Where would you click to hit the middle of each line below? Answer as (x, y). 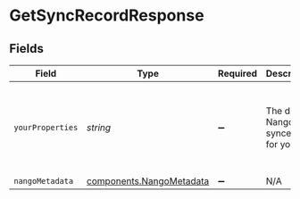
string (99, 128)
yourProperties (46, 127)
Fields (27, 49)
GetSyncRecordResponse (107, 16)
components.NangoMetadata (148, 181)
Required (237, 74)
